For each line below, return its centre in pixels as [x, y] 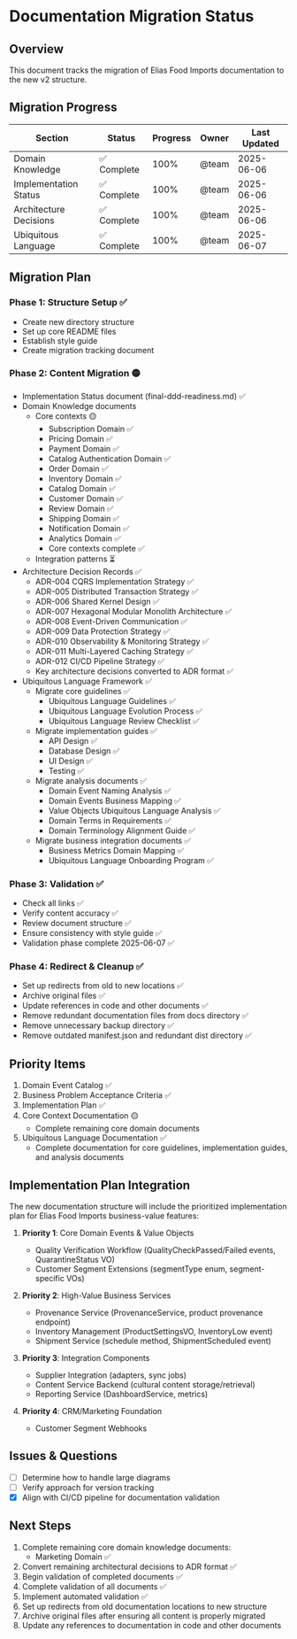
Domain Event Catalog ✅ [67, 1086]
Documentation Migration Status [132, 16]
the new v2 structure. [48, 80]
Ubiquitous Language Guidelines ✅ [112, 700]
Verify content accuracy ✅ [70, 913]
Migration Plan [50, 278]
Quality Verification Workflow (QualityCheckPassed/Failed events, [155, 1250]
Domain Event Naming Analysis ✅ [110, 791]
